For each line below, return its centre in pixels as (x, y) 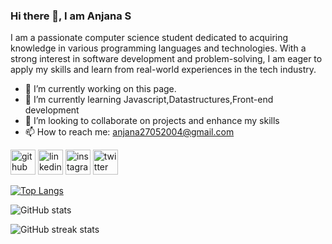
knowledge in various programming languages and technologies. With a (158, 48)
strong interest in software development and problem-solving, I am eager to (166, 59)
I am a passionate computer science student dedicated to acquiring (149, 38)
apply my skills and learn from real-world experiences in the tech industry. (163, 70)
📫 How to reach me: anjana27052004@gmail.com (129, 132)
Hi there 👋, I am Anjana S (71, 16)
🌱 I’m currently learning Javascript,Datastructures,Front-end (149, 100)
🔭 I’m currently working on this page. (100, 89)
